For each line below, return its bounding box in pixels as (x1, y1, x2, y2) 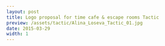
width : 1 (6, 31, 29, 37)
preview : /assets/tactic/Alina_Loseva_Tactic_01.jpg (6, 20, 143, 26)
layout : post (6, 8, 40, 15)
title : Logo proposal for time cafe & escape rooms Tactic (6, 14, 160, 20)
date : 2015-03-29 (6, 25, 51, 32)
